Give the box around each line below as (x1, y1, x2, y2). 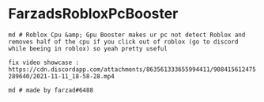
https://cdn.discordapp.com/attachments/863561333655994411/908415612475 (8, 65, 257, 74)
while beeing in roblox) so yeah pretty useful (8, 44, 168, 52)
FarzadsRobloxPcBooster (8, 5, 179, 23)
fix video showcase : (8, 59, 80, 66)
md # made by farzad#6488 (8, 86, 93, 94)
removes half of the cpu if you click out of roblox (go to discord (8, 37, 239, 46)
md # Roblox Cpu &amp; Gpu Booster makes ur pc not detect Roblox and (8, 31, 246, 39)
